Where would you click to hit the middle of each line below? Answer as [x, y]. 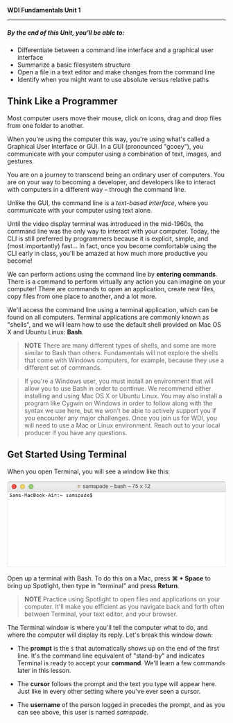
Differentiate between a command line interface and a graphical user [115, 50]
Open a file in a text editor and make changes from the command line [116, 72]
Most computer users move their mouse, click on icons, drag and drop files [114, 118]
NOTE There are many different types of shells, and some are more [120, 345]
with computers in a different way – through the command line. [97, 189]
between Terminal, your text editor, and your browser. [101, 614]
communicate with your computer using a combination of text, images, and [114, 154]
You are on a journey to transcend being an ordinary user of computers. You [116, 174]
